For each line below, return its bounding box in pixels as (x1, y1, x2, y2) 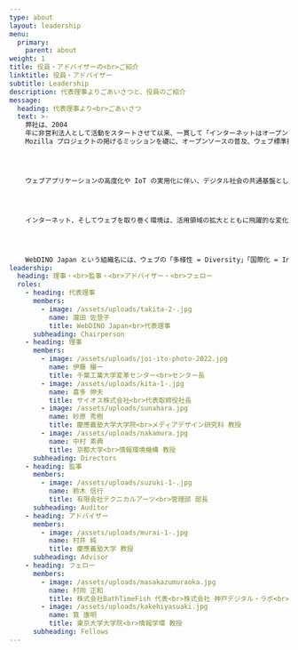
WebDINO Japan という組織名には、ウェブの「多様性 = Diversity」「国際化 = (25, 255, 278, 264)
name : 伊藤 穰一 (48, 363, 104, 372)
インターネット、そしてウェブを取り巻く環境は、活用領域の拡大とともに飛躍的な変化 (25, 215, 289, 225)
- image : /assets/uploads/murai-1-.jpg (41, 528, 189, 537)
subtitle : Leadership (9, 79, 90, 88)
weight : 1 (9, 54, 46, 63)
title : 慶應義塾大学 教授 (48, 544, 135, 554)
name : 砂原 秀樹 (48, 413, 104, 421)
